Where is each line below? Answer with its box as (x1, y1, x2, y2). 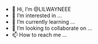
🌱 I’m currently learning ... (11, 18, 75, 25)
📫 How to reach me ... (11, 32, 67, 38)
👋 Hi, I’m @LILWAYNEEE (11, 6, 71, 12)
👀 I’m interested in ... (11, 12, 62, 19)
